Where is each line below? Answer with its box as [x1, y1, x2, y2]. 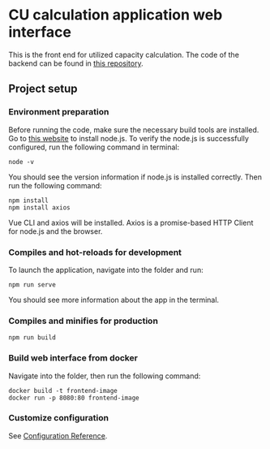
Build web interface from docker [8, 352, 138, 364]
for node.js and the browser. [8, 226, 103, 236]
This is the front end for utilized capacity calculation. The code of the [8, 50, 239, 59]
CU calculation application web [8, 6, 223, 24]
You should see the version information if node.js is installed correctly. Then [8, 172, 262, 182]
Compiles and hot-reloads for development [8, 246, 182, 257]
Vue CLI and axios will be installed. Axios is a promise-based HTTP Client [8, 218, 254, 227]
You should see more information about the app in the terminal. [8, 295, 220, 304]
